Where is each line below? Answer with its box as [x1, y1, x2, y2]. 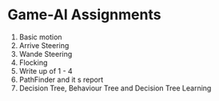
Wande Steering [18, 49, 73, 59]
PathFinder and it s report [18, 75, 104, 84]
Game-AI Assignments [7, 6, 161, 24]
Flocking [18, 58, 48, 67]
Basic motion [18, 32, 62, 42]
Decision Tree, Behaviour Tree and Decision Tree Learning [18, 83, 212, 93]
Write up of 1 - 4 [18, 66, 73, 75]
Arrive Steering [18, 40, 70, 50]
